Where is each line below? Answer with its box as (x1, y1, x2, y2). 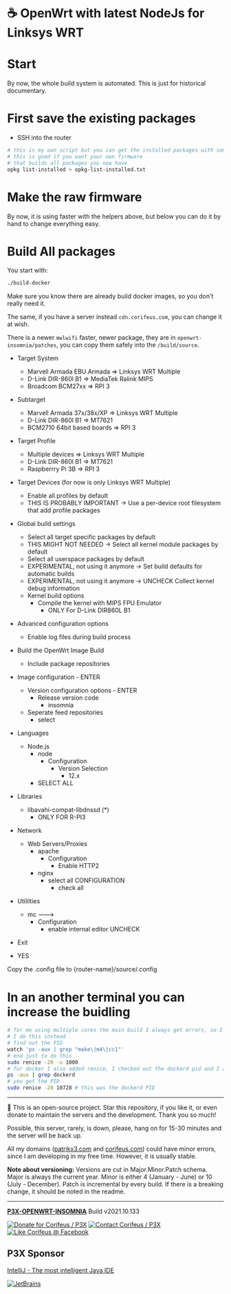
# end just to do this (7, 1052, 72, 1059)
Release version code (37, 694, 99, 702)
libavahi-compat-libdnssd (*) (27, 806, 110, 814)
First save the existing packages (7, 111, 196, 126)
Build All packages (7, 243, 115, 259)
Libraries (16, 792, 43, 800)
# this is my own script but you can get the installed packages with (7, 147, 214, 154)
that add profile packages (27, 506, 101, 514)
